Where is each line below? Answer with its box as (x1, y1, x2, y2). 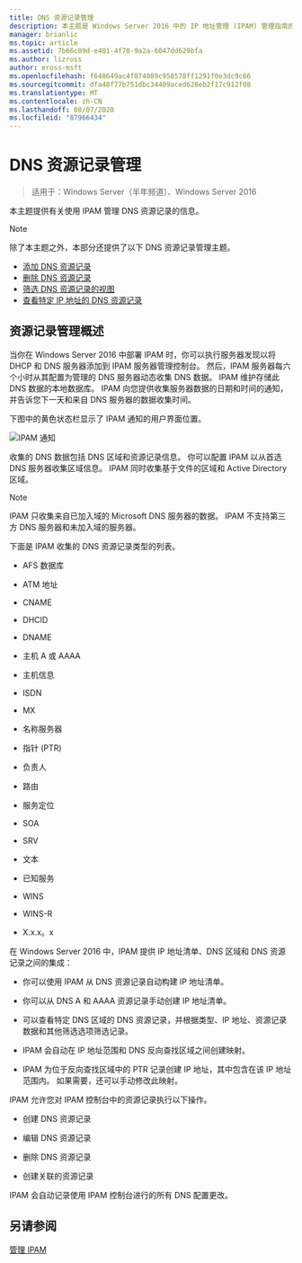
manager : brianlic (9, 30, 78, 39)
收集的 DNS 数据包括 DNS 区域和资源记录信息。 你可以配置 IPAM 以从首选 (9, 451, 282, 462)
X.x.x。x (22, 927, 54, 938)
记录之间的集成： (9, 956, 73, 967)
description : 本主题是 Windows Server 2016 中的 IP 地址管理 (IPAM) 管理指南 (9, 22, 289, 31)
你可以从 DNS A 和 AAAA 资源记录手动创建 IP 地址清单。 (22, 995, 232, 1006)
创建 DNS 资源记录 (22, 1113, 92, 1124)
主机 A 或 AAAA (22, 650, 81, 661)
